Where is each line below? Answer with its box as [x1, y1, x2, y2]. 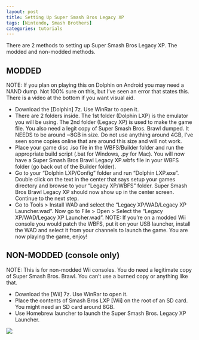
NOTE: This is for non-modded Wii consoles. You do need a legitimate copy [6, 266, 192, 273]
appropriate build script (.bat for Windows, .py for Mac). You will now [14, 150, 185, 157]
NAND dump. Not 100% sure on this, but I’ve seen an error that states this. [6, 88, 189, 95]
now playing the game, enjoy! [14, 233, 88, 240]
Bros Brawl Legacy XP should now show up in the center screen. [14, 189, 174, 196]
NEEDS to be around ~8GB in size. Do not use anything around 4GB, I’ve [14, 131, 194, 138]
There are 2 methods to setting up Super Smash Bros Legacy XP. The [6, 42, 177, 49]
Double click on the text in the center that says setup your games [14, 176, 176, 183]
